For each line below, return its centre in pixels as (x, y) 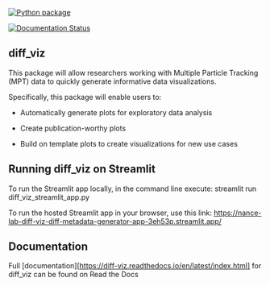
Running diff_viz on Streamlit (82, 169)
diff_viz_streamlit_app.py (49, 197)
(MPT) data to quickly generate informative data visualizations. (112, 81)
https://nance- (237, 213)
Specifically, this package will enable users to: (85, 97)
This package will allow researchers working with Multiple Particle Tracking (133, 73)
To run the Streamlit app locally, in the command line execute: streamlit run (133, 189)
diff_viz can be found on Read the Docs (73, 275)
